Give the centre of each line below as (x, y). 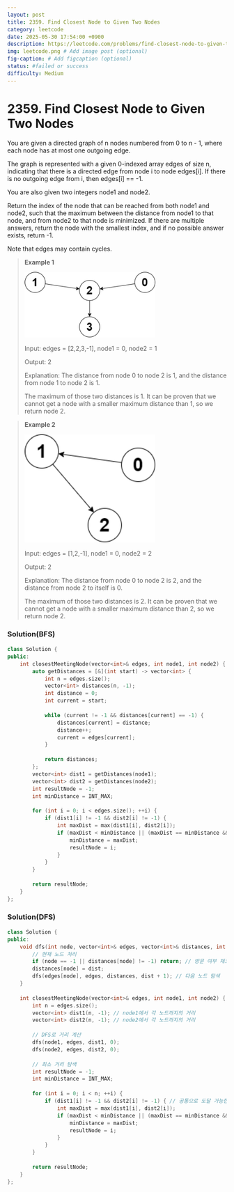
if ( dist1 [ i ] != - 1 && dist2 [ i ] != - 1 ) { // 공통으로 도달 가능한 (136, 1101)
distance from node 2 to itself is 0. (73, 588)
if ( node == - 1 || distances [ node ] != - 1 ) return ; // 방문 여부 (125, 962)
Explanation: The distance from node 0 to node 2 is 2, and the (113, 580)
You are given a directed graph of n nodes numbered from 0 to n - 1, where (115, 143)
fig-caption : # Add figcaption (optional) (70, 59)
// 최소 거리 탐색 (54, 1064)
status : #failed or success (48, 66)
